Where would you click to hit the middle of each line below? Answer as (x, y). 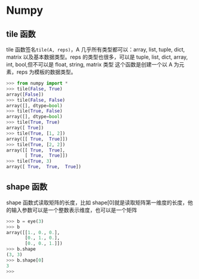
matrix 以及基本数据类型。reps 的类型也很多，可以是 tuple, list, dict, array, (97, 57)
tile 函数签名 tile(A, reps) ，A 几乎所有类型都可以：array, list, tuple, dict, (96, 49)
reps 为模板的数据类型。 (46, 72)
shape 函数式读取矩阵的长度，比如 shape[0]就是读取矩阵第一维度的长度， (97, 202)
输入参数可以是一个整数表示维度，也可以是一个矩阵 (74, 210)
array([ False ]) (25, 94)
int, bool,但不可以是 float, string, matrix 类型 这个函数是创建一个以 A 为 (93, 64)
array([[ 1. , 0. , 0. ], (33, 232)
